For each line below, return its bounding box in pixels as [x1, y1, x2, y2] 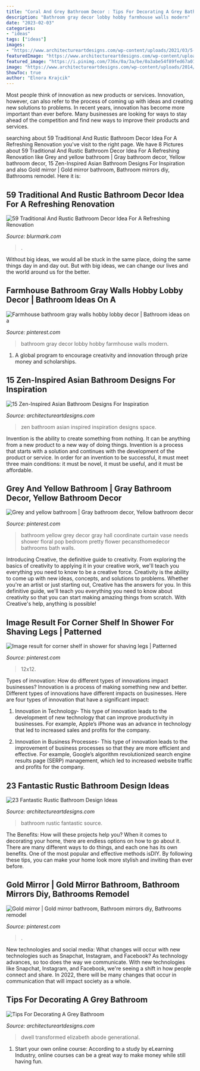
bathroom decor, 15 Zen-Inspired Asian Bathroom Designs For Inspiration [6, 160, 185, 167]
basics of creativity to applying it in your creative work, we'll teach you [6, 562, 180, 569]
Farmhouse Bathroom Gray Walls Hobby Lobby [6, 286, 183, 296]
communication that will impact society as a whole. [6, 977, 132, 985]
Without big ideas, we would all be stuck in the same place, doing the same [6, 255, 191, 262]
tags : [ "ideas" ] [6, 36, 46, 42]
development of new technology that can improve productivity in [14, 714, 174, 721]
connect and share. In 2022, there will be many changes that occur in [6, 971, 177, 978]
